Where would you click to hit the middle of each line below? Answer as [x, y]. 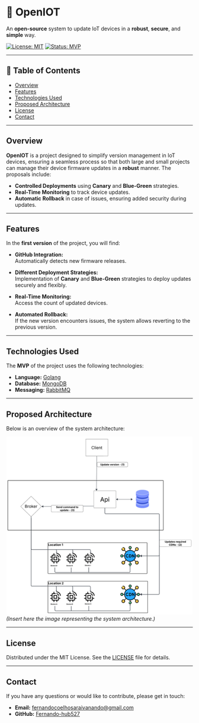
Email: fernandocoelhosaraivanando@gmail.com [74, 708]
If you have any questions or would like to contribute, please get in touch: [96, 696]
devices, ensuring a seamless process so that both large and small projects [98, 161]
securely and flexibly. [41, 285]
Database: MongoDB [41, 383]
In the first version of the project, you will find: [63, 243]
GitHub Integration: [39, 254]
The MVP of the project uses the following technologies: [75, 366]
